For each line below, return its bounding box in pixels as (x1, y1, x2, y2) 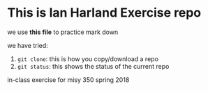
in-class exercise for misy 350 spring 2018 (7, 75, 130, 84)
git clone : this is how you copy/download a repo (17, 54, 159, 63)
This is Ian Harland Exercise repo (7, 5, 202, 21)
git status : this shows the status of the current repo (17, 62, 170, 70)
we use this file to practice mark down (7, 28, 119, 36)
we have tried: (7, 41, 49, 49)
